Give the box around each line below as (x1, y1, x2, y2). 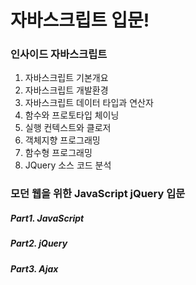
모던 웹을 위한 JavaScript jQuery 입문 (10, 187, 186, 201)
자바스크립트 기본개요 (24, 72, 109, 84)
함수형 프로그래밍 (24, 147, 93, 159)
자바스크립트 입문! (10, 9, 150, 32)
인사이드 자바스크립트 (10, 47, 108, 61)
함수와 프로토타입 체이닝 (24, 109, 120, 121)
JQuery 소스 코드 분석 (24, 159, 112, 171)
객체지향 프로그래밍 (24, 134, 101, 146)
